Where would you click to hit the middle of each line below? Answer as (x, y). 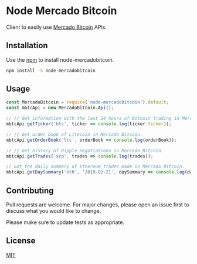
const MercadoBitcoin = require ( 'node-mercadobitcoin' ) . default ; (87, 102)
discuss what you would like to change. (54, 211)
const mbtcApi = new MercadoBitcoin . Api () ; (60, 108)
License (21, 241)
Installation (27, 46)
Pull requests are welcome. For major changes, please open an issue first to (98, 205)
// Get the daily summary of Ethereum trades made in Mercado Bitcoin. (95, 167)
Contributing (30, 190)
